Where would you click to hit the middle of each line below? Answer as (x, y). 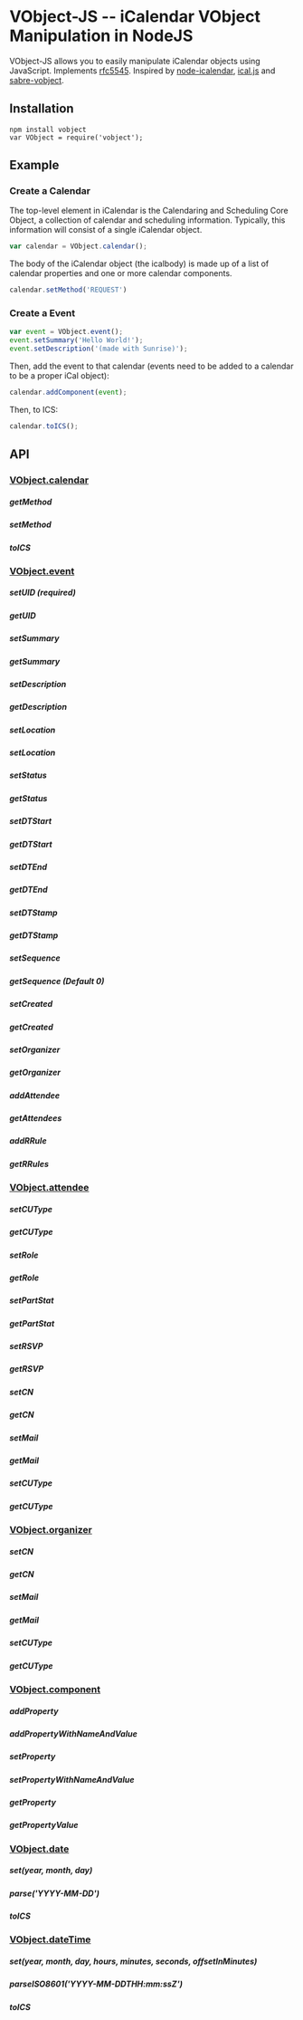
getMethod (31, 502)
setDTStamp (33, 913)
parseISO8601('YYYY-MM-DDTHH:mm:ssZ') (96, 1984)
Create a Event (42, 313)
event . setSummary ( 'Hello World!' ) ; (76, 340)
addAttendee (35, 1095)
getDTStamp (34, 935)
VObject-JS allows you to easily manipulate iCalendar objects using (135, 61)
